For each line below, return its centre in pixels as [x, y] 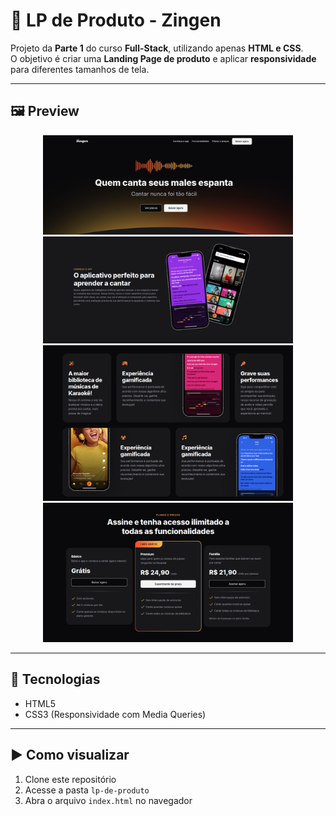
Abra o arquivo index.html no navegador [108, 800]
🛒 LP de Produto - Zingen [116, 20]
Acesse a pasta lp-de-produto [87, 790]
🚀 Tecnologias [55, 679]
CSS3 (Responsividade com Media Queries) [115, 714]
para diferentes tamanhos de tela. [80, 69]
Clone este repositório [70, 779]
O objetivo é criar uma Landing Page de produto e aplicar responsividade [163, 58]
